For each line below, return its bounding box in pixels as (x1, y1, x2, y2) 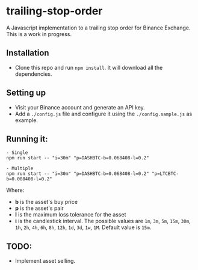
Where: (6, 186, 25, 194)
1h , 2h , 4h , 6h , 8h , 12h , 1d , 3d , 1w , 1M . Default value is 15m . (14, 224, 152, 231)
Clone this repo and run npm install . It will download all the (14, 64, 163, 71)
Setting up (6, 88, 46, 98)
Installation (6, 48, 49, 58)
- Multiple (6, 165, 34, 172)
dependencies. (14, 70, 52, 78)
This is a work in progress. (6, 30, 72, 37)
